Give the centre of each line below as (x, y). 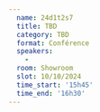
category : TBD (43, 34)
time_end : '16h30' (51, 93)
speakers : (35, 51)
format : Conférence (53, 43)
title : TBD (37, 26)
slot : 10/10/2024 (49, 77)
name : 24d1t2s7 (45, 18)
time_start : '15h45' (55, 85)
